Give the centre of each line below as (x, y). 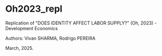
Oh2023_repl (34, 9)
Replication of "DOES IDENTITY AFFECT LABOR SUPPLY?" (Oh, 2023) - (81, 23)
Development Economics (31, 28)
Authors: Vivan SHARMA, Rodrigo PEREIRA (50, 38)
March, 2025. (19, 48)
